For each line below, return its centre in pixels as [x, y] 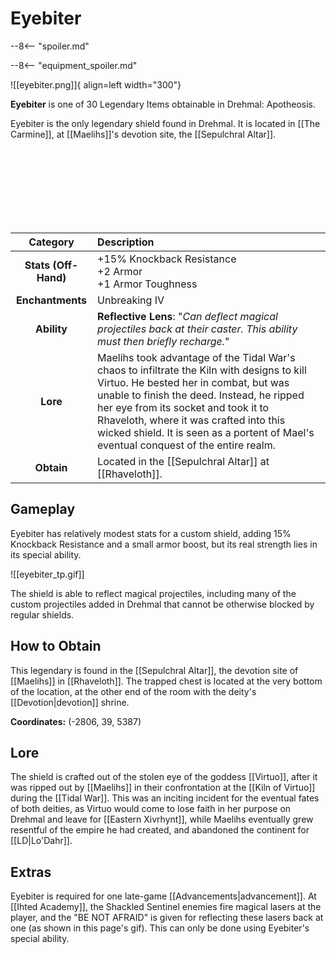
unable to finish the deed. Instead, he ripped [201, 395]
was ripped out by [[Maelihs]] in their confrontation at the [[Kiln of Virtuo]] [163, 788]
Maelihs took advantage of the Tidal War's [196, 357]
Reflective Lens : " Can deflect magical [187, 316]
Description [126, 242]
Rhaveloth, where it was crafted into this [191, 420]
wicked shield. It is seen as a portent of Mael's [206, 432]
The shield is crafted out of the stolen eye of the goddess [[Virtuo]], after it [164, 777]
